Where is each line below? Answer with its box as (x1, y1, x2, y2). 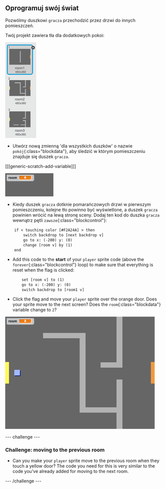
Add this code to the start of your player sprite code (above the (12, 256, 144, 262)
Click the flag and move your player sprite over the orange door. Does (12, 296, 157, 302)
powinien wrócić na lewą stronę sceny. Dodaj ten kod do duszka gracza (12, 212, 160, 218)
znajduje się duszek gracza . (12, 153, 69, 159)
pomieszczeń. (5, 22, 34, 28)
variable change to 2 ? (12, 306, 57, 312)
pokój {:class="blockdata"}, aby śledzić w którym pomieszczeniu (12, 148, 145, 154)
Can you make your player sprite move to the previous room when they (12, 457, 159, 464)
